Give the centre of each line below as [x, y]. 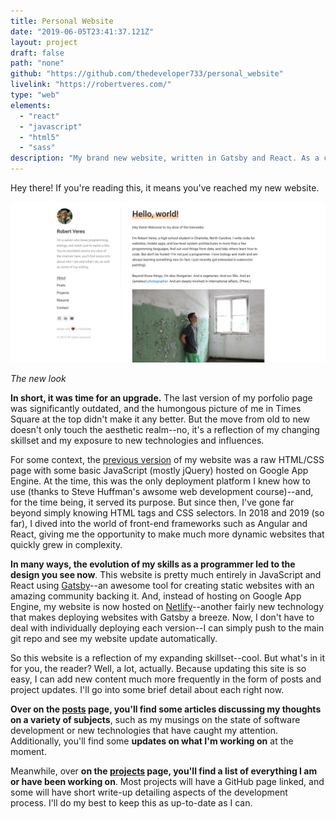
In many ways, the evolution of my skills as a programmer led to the [153, 564]
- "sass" [37, 148]
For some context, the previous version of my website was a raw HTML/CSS [167, 459]
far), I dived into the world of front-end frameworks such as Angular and [159, 523]
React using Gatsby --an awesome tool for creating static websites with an [162, 585]
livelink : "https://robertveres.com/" [91, 85]
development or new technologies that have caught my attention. [144, 730]
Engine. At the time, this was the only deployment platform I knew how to [160, 481]
